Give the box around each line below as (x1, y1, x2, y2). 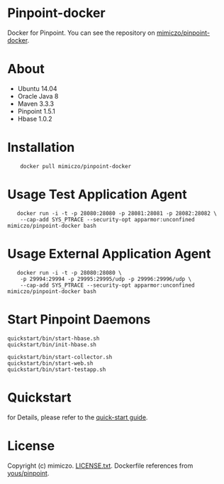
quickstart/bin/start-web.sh (7, 360, 94, 367)
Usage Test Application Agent (7, 187, 187, 202)
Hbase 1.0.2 (17, 114, 52, 123)
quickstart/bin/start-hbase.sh (7, 335, 100, 342)
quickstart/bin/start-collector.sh (7, 353, 113, 361)
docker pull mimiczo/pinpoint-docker (20, 163, 132, 170)
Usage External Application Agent (7, 246, 211, 262)
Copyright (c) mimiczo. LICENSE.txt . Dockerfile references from (7, 461, 194, 470)
